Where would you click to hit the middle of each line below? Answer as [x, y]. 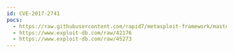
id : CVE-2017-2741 [33, 13]
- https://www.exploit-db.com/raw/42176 [72, 33]
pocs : [14, 20]
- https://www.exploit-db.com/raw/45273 [72, 39]
